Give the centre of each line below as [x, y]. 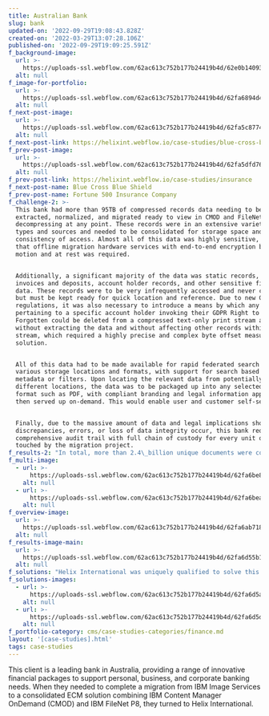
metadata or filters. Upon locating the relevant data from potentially [139, 379]
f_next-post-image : [41, 113]
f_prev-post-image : [41, 150]
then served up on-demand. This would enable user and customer [125, 402]
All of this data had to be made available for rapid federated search [138, 364]
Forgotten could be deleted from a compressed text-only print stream [136, 321]
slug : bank [26, 23]
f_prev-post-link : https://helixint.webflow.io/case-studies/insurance [130, 180]
